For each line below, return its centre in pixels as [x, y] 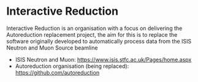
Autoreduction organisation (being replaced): [72, 66]
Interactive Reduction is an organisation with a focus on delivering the [94, 28]
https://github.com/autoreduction [57, 72]
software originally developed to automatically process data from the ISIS [99, 41]
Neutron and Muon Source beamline [52, 48]
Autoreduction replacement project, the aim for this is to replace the [92, 34]
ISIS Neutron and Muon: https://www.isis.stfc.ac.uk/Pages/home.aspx [103, 59]
